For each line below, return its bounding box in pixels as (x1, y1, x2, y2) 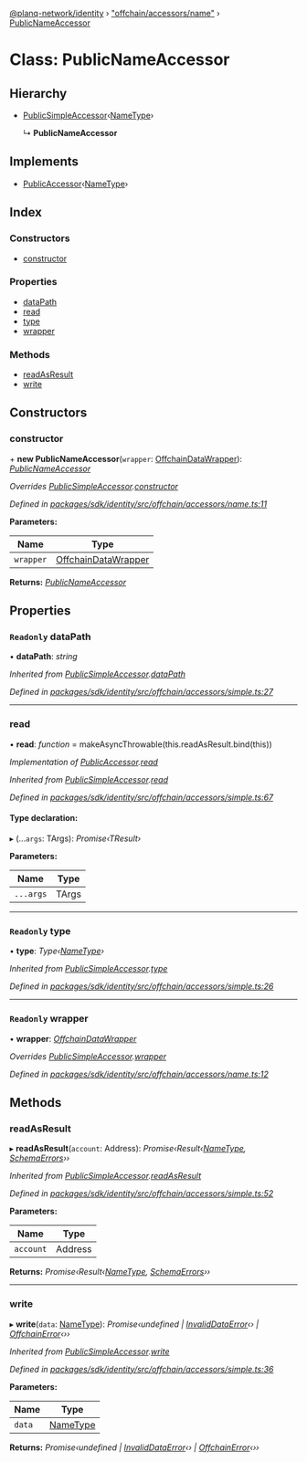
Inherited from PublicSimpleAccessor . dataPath (9, 668, 185, 679)
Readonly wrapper (9, 1013, 89, 1026)
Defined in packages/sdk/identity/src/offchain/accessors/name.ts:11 (9, 498, 268, 510)
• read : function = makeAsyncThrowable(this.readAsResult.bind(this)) (9, 739, 272, 750)
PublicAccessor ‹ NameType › (22, 178, 129, 189)
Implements (9, 154, 79, 170)
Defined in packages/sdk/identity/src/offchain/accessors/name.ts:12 (9, 1068, 270, 1079)
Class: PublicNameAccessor (9, 49, 230, 70)
